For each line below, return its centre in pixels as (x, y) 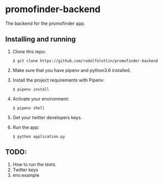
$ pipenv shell (29, 108)
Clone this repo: (29, 51)
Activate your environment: (41, 99)
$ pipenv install (31, 89)
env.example (26, 175)
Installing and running (40, 39)
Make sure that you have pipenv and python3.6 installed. (72, 70)
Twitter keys (25, 170)
